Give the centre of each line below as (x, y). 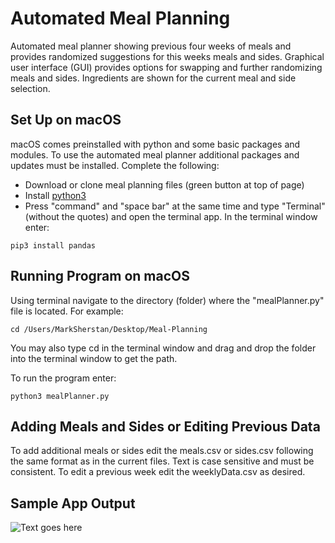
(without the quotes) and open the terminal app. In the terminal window (171, 216)
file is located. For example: (67, 311)
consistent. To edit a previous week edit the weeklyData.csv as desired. (158, 472)
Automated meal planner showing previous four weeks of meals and (151, 46)
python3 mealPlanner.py (60, 396)
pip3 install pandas (53, 245)
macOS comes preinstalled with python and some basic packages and (155, 144)
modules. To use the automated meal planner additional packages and (155, 154)
